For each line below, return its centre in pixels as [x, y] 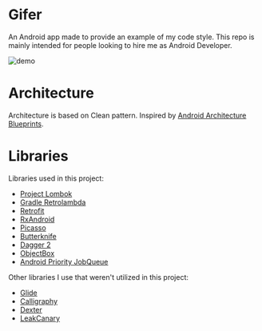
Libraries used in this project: [56, 178]
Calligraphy [39, 301]
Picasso [33, 227]
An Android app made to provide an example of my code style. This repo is [131, 37]
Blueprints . [26, 124]
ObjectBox [37, 253]
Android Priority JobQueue [64, 261]
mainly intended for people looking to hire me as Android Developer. [121, 45]
